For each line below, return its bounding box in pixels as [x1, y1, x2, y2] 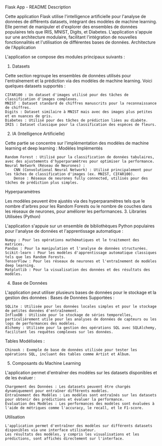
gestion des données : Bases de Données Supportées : [5, 295, 115, 300]
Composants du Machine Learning [12, 360, 81, 366]
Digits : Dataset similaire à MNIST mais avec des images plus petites [5, 109, 152, 114]
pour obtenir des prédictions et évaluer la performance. [5, 397, 124, 402]
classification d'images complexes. [5, 97, 79, 102]
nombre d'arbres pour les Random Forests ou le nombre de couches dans [5, 204, 152, 209]
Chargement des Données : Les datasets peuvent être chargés [5, 384, 131, 389]
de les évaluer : [5, 375, 36, 380]
